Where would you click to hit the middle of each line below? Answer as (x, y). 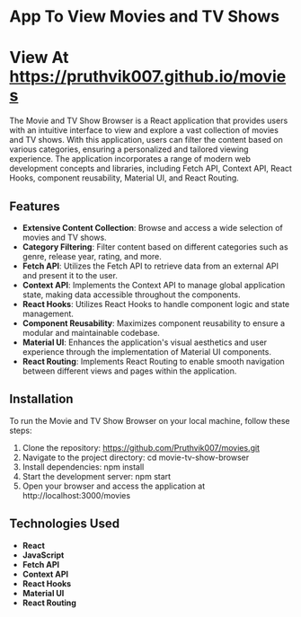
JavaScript (43, 555)
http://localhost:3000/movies (76, 495)
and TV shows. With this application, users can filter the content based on (146, 140)
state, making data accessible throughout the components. (131, 295)
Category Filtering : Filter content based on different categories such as (155, 247)
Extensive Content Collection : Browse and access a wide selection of (152, 227)
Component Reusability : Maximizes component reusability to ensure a (154, 323)
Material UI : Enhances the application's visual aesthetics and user (145, 342)
